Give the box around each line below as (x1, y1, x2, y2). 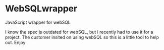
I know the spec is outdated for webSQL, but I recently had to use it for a (5, 29, 154, 35)
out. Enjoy (5, 39, 26, 45)
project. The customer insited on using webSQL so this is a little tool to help (5, 34, 160, 40)
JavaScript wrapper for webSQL (5, 19, 71, 25)
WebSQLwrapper (5, 3, 78, 14)
